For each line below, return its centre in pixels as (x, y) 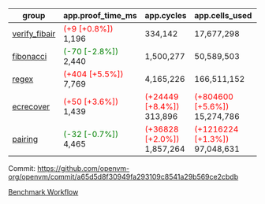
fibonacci (30, 56)
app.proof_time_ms (100, 15)
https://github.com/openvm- (84, 168)
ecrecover (31, 107)
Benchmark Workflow (43, 192)
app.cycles (166, 15)
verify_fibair (34, 33)
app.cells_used (223, 15)
